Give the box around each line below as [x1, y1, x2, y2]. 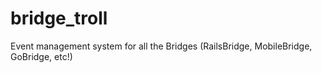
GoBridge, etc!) [10, 50, 73, 62]
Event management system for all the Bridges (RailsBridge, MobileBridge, [10, 40, 313, 52]
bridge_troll [10, 7, 108, 30]
